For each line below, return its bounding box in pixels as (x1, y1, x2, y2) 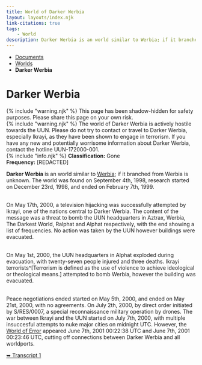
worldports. (6, 340, 35, 347)
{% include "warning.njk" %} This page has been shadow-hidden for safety (6, 107, 194, 115)
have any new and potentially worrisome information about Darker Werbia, (6, 139, 191, 147)
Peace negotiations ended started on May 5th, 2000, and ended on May (6, 295, 185, 302)
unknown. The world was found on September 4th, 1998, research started (6, 176, 189, 184)
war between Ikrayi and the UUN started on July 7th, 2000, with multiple (6, 314, 186, 322)
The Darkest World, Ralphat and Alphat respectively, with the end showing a (6, 220, 195, 227)
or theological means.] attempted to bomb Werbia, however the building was (6, 270, 196, 278)
